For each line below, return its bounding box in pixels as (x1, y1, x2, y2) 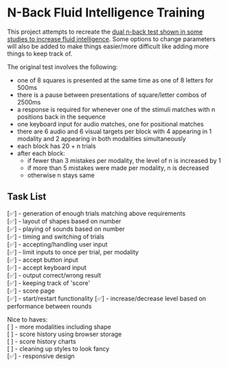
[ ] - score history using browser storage (7, 330, 122, 338)
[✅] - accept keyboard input (7, 263, 87, 271)
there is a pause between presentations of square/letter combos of (16, 91, 207, 99)
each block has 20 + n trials (16, 142, 96, 150)
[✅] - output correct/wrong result (7, 271, 102, 279)
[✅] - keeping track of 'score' (7, 278, 91, 287)
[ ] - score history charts (7, 337, 77, 345)
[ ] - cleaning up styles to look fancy (7, 344, 110, 353)
